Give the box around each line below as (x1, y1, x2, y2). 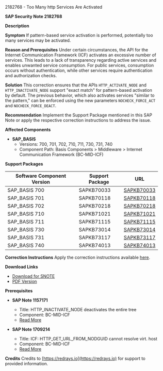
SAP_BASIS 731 (7, 234, 45, 241)
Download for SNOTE (12, 273, 55, 279)
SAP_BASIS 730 (7, 226, 45, 233)
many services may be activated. (5, 37, 71, 43)
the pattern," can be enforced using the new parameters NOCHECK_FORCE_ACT (5, 98, 156, 103)
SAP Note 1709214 (12, 326, 50, 332)
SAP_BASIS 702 (7, 202, 45, 209)
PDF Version (12, 279, 37, 284)
